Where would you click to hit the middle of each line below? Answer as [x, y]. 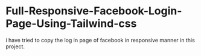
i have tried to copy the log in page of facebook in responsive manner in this [101, 40]
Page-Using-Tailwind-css [71, 24]
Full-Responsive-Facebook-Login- [94, 11]
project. [15, 46]
